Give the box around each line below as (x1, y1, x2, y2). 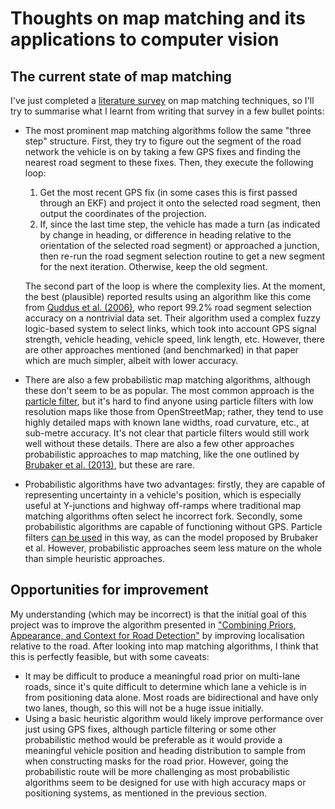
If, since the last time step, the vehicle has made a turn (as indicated (39, 218, 321, 230)
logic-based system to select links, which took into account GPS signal (24, 323, 317, 334)
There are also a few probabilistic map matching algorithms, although (24, 374, 311, 386)
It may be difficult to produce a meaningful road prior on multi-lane (24, 670, 301, 682)
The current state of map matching (10, 68, 232, 85)
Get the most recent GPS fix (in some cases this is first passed (39, 187, 298, 198)
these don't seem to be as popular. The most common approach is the (24, 385, 315, 396)
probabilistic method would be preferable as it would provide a (24, 733, 283, 746)
